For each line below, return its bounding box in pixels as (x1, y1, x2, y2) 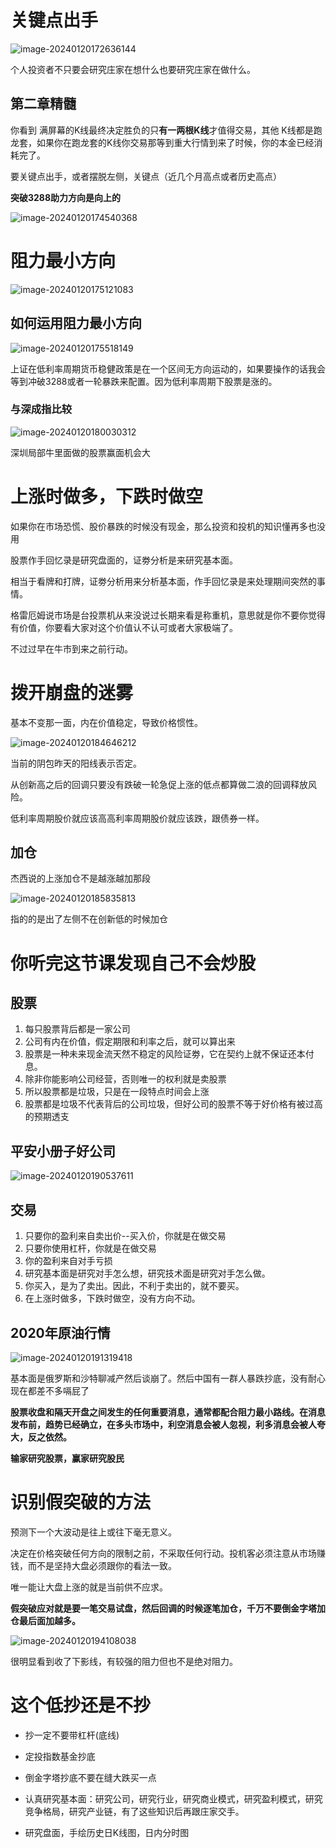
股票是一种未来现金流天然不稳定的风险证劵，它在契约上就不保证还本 (24, 1048, 306, 1060)
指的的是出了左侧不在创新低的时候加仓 (10, 913, 168, 925)
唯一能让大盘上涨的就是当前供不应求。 (10, 1581, 168, 1593)
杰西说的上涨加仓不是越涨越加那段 (10, 872, 151, 885)
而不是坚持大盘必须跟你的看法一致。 (27, 1559, 177, 1571)
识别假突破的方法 (10, 1491, 152, 1514)
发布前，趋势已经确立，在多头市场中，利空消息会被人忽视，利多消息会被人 (10, 1418, 317, 1430)
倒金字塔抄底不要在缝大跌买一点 (24, 1771, 157, 1783)
